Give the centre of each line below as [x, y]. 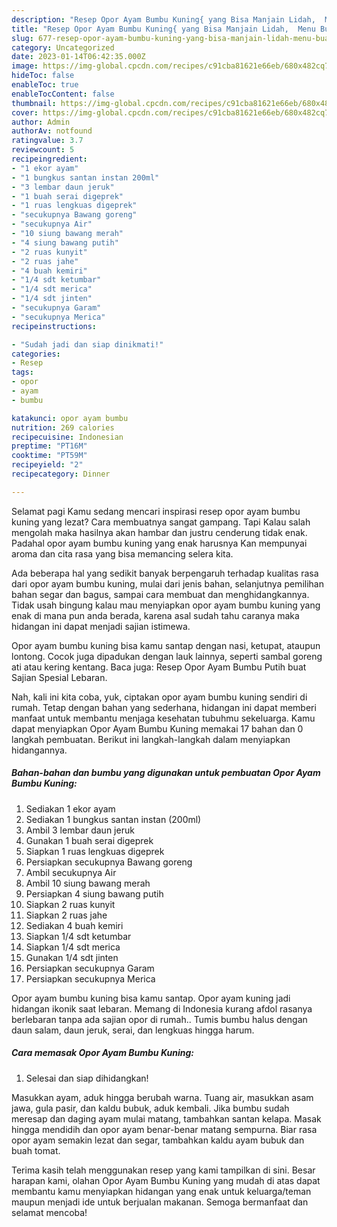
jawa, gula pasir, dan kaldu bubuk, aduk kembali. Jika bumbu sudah [150, 1108]
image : [25, 66]
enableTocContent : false [63, 94]
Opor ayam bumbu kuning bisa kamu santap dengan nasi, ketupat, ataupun [166, 645]
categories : [36, 354]
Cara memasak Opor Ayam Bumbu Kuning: [102, 1053]
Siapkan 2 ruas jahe [66, 915]
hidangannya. [39, 750]
